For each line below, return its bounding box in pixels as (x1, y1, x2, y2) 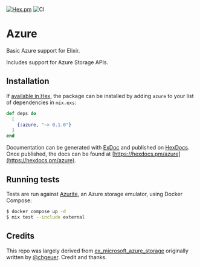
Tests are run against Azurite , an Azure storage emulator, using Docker (6, 190, 183, 197)
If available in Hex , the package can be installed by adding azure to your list (6, 92, 195, 99)
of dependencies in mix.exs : (6, 99, 77, 106)
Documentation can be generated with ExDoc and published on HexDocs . (6, 144, 190, 151)
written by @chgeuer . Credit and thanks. (6, 253, 107, 260)
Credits (6, 231, 35, 242)
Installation (6, 76, 50, 87)
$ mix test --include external (6, 214, 85, 220)
